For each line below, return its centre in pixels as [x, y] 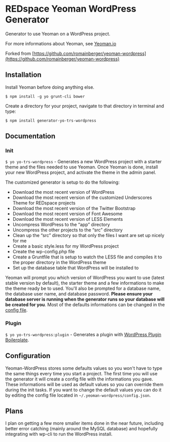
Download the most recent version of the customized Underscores [82, 198]
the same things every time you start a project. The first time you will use [81, 373]
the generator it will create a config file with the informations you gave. [79, 379]
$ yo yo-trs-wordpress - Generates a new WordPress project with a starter [83, 162]
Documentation [30, 136]
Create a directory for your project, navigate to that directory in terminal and [85, 106]
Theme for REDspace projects [44, 203]
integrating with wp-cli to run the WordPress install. [59, 434]
